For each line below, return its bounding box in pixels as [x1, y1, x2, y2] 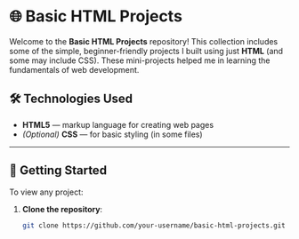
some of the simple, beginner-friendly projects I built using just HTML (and [9, 45, 283, 56]
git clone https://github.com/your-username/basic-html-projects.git [21, 220, 287, 230]
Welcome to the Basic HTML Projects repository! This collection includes [9, 36, 279, 46]
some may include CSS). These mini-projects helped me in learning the [9, 55, 271, 66]
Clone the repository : [21, 203, 103, 214]
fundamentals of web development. [9, 64, 140, 75]
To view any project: [9, 187, 84, 197]
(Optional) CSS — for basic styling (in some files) [21, 129, 203, 139]
